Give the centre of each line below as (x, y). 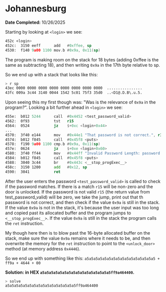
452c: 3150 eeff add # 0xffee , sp (48, 46)
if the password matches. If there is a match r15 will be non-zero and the (79, 187)
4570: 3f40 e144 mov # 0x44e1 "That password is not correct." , (80, 135)
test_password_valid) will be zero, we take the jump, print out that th (74, 197)
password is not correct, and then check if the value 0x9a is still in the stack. (83, 202)
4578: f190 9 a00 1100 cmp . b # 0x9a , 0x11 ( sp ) (53, 144)
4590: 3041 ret (33, 172)
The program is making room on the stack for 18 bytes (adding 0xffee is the (82, 59)
